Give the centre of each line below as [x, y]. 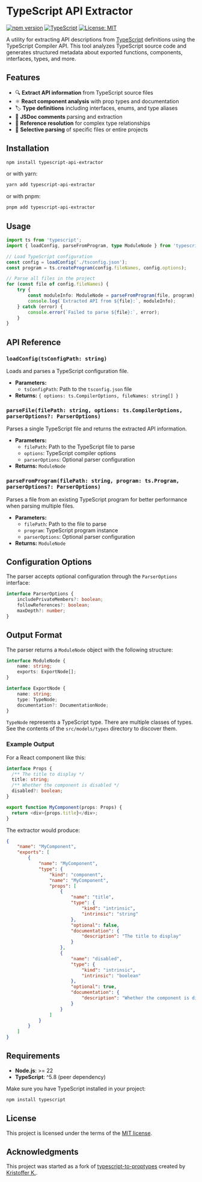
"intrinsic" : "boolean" [111, 976]
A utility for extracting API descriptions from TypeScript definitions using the [101, 39]
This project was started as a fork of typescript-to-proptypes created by [96, 1166]
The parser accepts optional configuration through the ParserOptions [92, 576]
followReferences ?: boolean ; [54, 605]
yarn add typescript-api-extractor [51, 185]
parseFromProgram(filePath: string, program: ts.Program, [93, 481]
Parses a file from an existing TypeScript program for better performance [97, 499]
